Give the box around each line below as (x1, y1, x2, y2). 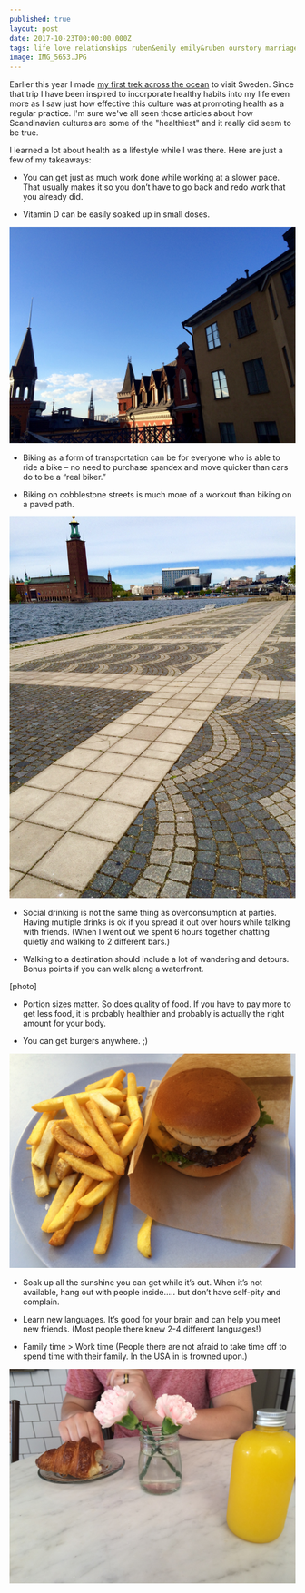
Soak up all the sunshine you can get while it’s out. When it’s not (22, 1276, 263, 1288)
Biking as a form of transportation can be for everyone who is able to (22, 452, 280, 463)
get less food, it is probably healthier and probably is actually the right (22, 1008, 285, 1018)
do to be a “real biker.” (22, 471, 106, 482)
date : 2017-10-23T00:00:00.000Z (9, 34, 132, 43)
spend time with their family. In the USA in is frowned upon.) (22, 1351, 248, 1362)
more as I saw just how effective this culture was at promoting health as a (9, 98, 284, 109)
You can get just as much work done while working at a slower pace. (22, 172, 280, 183)
